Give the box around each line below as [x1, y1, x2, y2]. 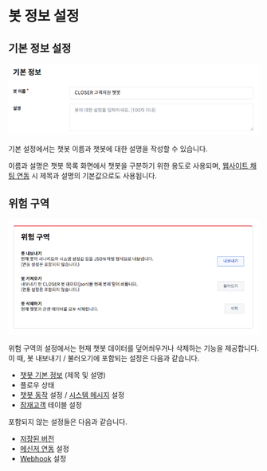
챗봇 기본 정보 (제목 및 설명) [19, 371, 106, 380]
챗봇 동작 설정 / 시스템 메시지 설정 [19, 391, 125, 400]
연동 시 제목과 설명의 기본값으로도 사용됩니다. [16, 171, 158, 181]
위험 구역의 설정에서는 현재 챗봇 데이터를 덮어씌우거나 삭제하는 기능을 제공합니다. [8, 344, 260, 353]
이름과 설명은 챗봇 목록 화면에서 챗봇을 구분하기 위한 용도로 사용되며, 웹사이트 [8, 161, 249, 171]
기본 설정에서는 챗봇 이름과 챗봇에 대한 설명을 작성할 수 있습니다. [8, 144, 209, 154]
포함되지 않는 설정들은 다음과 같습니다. [8, 417, 128, 426]
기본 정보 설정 [8, 41, 72, 55]
